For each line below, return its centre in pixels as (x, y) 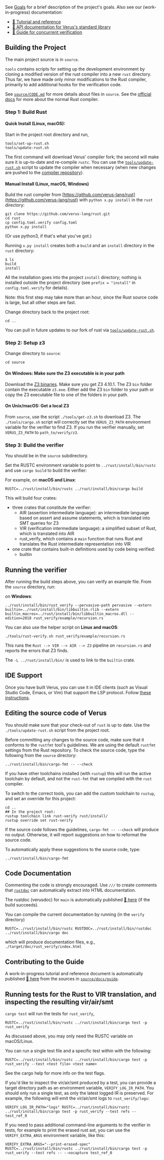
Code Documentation (38, 873)
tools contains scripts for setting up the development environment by (75, 69)
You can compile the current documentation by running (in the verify (75, 914)
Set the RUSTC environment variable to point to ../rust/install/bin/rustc (81, 465)
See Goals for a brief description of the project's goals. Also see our (73, 7)
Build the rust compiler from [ (35, 195)
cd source (15, 362)
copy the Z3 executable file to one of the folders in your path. (67, 395)
